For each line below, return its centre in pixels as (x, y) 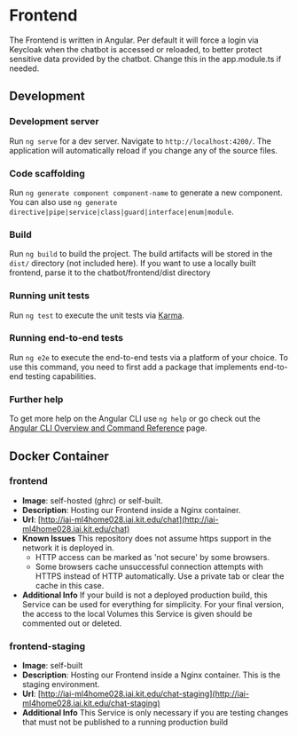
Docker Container (59, 456)
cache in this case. (70, 585)
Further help (36, 399)
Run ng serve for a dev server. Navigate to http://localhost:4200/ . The (141, 141)
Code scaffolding (47, 173)
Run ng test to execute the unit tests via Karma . (97, 315)
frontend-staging (47, 646)
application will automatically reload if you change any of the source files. (143, 150)
